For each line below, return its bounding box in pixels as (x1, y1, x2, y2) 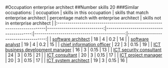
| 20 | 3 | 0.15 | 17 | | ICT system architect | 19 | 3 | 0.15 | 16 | (5, 57, 128, 63)
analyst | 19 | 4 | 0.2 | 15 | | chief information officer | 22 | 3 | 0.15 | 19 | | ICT (5, 41, 161, 47)
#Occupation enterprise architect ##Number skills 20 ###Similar (5, 4, 139, 10)
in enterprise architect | (5, 20, 54, 26)
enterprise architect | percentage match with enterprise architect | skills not (5, 15, 161, 20)
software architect (52, 36, 90, 42)
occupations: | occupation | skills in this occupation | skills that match (5, 9, 149, 15)
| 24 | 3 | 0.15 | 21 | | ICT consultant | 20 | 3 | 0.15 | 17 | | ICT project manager (5, 52, 162, 58)
